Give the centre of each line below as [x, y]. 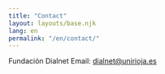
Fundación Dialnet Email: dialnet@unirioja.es [82, 61]
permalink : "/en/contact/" [54, 38]
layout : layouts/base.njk [52, 23]
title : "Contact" [38, 16]
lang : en [23, 31]
